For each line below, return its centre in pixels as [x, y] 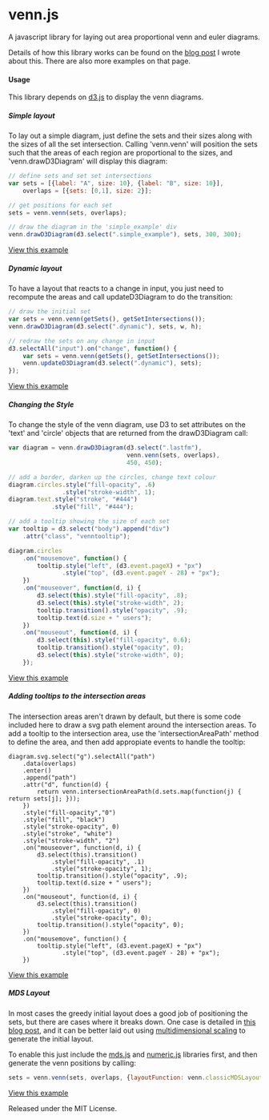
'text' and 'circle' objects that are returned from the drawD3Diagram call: [128, 433]
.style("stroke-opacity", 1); [101, 868]
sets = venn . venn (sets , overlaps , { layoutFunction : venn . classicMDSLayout [136, 1078]
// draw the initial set [50, 312]
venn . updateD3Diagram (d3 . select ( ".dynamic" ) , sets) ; [112, 363]
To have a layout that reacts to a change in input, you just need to [116, 288]
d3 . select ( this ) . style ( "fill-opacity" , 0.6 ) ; [114, 640]
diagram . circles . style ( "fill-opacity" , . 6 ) [82, 485]
